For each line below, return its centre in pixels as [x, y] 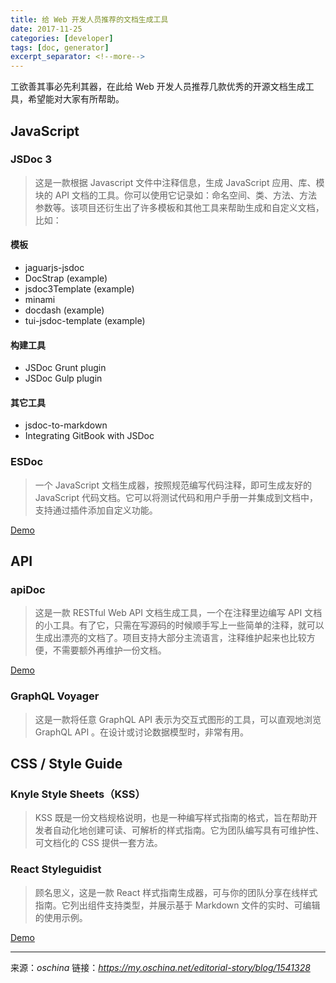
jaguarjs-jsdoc [54, 268]
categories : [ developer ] [62, 38]
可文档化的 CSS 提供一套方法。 [98, 843]
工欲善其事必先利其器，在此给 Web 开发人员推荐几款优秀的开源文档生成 [158, 87]
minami [40, 300]
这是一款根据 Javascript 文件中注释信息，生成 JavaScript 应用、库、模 [179, 182]
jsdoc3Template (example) [79, 289]
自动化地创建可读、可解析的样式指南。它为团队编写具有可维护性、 [188, 830]
